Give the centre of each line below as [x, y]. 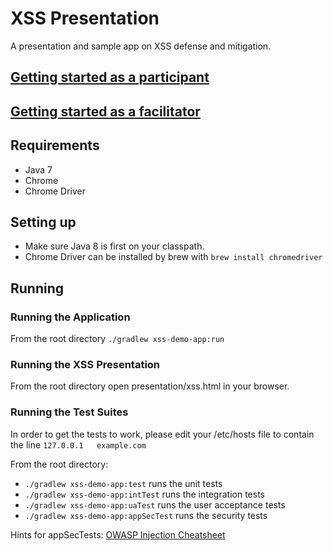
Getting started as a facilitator [105, 111]
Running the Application [70, 317]
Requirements [55, 145]
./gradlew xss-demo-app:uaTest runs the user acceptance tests [155, 504]
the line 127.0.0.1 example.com [78, 444]
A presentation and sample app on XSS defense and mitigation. [141, 46]
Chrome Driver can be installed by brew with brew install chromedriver [173, 257]
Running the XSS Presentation [85, 364]
